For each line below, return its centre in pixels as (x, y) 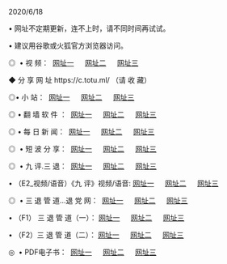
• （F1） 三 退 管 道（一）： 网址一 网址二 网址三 (97, 217)
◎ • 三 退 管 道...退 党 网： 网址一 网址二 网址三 (98, 200)
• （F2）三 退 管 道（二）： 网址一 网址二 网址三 (96, 235)
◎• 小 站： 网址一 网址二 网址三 (71, 97)
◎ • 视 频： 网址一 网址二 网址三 (74, 63)
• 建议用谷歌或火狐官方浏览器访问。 (68, 45)
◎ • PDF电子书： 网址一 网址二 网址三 (82, 252)
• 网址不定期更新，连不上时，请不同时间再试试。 (89, 28)
